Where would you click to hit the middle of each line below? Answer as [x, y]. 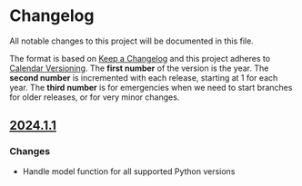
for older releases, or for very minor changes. [95, 97]
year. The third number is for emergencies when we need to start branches [151, 87]
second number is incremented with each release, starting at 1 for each [144, 77]
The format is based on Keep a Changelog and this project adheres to [140, 58]
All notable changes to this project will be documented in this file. [132, 41]
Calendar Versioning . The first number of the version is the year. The [139, 68]
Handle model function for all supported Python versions [129, 171]
